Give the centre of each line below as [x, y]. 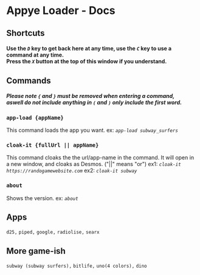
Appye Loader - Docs [61, 11]
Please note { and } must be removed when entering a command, [91, 96]
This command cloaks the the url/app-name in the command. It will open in [100, 158]
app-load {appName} [35, 117]
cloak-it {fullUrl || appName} [53, 145]
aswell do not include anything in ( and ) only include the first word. [94, 103]
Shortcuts [26, 33]
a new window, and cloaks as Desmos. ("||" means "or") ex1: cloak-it [94, 164]
